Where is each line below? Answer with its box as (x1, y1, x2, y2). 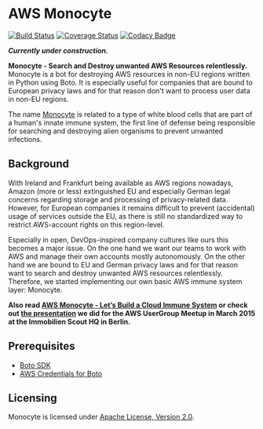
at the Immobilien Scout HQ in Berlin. (8, 317, 131, 326)
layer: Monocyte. (8, 285, 63, 294)
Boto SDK (19, 360, 51, 369)
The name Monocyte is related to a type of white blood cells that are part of (8, 109, 253, 118)
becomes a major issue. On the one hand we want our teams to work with (8, 243, 247, 253)
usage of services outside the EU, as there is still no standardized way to (8, 211, 243, 220)
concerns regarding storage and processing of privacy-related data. (8, 195, 228, 204)
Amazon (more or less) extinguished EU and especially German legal (8, 186, 230, 196)
